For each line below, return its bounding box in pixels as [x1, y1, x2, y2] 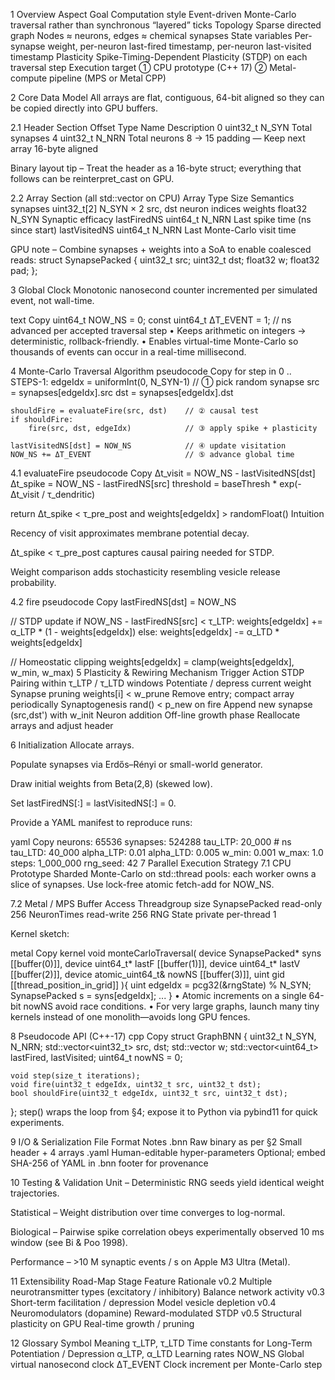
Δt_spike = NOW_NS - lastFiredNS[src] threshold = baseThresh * [10, 478, 278, 489]
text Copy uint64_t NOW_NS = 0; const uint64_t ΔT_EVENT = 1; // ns [10, 314, 292, 326]
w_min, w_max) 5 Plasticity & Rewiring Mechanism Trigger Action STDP [10, 667, 305, 678]
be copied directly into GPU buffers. [10, 102, 158, 114]
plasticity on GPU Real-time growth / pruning [10, 1318, 195, 1329]
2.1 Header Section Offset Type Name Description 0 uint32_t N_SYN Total [10, 122, 313, 133]
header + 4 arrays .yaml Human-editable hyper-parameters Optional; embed [10, 1147, 326, 1158]
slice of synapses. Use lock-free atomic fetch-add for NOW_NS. [10, 879, 275, 890]
